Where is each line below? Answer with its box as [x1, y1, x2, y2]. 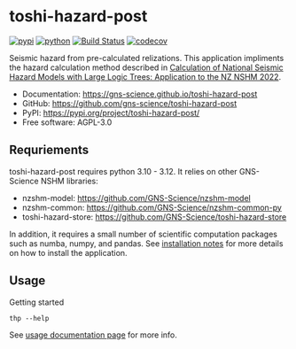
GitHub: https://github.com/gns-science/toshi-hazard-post [21, 97, 238, 108]
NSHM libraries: [40, 175, 99, 186]
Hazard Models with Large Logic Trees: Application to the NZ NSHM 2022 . [9, 71, 282, 81]
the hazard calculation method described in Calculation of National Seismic [9, 62, 284, 73]
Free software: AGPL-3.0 [21, 117, 113, 128]
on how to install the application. [9, 247, 128, 258]
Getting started [9, 297, 65, 307]
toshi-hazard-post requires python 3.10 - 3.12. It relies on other [9, 166, 238, 176]
